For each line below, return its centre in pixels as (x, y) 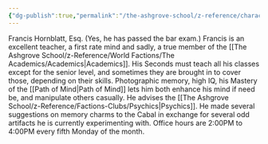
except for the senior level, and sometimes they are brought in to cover (125, 72)
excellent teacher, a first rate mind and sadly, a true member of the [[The (128, 47)
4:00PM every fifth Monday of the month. (77, 131)
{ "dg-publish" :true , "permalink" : (64, 16)
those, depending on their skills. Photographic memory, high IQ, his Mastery (133, 80)
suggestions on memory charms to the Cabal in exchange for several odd (129, 114)
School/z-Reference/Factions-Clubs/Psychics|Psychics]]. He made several (132, 106)
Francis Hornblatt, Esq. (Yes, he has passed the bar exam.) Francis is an (126, 38)
